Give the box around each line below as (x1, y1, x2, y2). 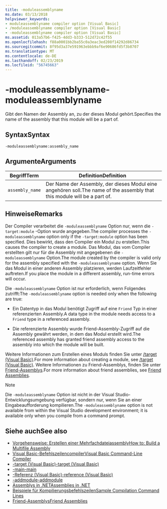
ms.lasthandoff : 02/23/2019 (5, 58, 64, 63)
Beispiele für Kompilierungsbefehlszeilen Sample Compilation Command (12, 488, 160, 494)
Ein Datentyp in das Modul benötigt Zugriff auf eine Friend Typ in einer (12, 305, 158, 311)
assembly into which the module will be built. (12, 341, 105, 348)
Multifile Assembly (12, 445, 51, 451)
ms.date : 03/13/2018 (5, 12, 48, 17)
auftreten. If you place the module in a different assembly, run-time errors (5, 270, 155, 276)
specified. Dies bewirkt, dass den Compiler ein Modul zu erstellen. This (5, 239, 150, 245)
